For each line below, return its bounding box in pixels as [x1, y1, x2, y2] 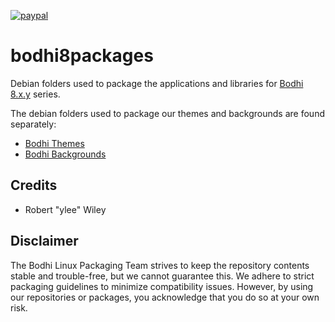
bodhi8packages [10, 45, 154, 67]
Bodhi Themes [24, 137, 85, 149]
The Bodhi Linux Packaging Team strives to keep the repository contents [10, 259, 310, 271]
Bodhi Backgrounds [24, 148, 107, 160]
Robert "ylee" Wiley [24, 203, 107, 215]
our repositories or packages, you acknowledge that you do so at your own [10, 291, 320, 303]
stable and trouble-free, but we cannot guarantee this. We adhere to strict [10, 270, 315, 282]
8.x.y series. [10, 88, 61, 100]
